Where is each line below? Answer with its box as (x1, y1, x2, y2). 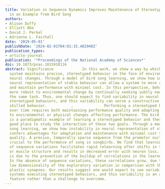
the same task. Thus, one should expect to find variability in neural (9, 94, 160, 99)
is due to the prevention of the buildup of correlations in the (9, 154, 146, 158)
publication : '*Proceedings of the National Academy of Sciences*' (5, 58, 146, 63)
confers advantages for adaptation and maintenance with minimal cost (9, 131, 157, 136)
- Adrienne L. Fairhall (5, 35, 54, 40)
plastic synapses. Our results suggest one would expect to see (9, 167, 144, 172)
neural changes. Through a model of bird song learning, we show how (9, 76, 155, 81)
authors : (5, 16, 23, 21)
